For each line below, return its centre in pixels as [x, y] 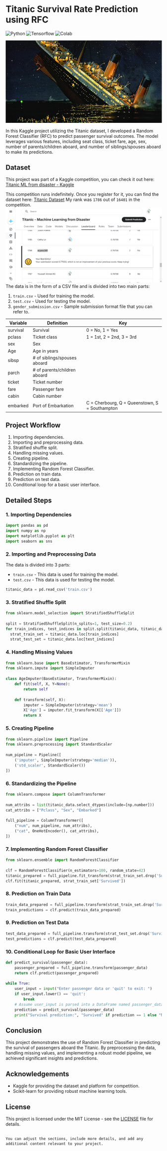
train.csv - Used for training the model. [54, 296]
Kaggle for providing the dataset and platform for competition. [76, 1086]
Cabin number [47, 396]
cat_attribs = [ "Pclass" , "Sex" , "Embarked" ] [53, 810]
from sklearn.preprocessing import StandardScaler [59, 745]
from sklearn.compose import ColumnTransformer [56, 794]
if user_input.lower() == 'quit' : [50, 994]
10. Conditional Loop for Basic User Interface [60, 952]
